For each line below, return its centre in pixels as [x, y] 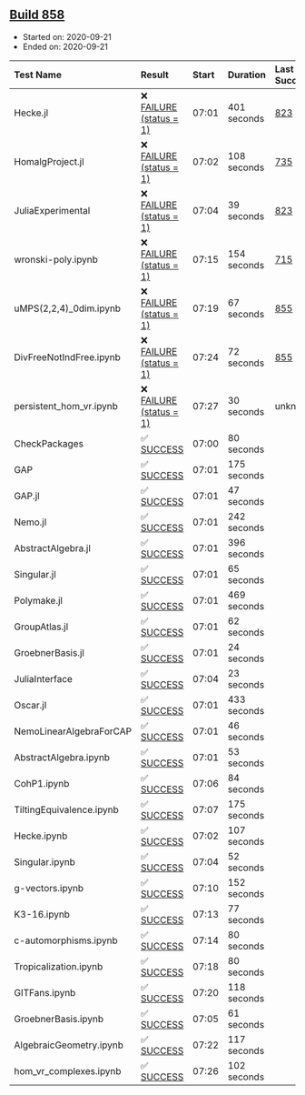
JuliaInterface [43, 678]
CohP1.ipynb [42, 783]
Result [155, 75]
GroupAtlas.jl [41, 627]
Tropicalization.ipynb [59, 966]
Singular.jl [35, 574]
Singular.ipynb [44, 861]
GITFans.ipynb [45, 992]
